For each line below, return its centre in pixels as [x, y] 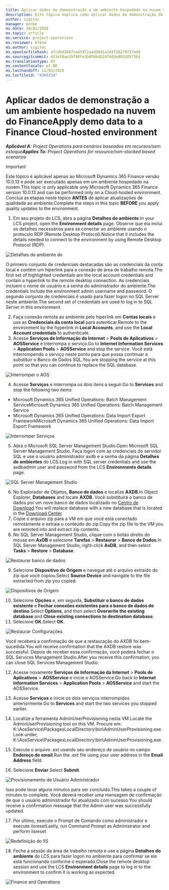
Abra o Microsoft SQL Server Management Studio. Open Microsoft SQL [86, 446]
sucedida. [16, 646]
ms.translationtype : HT [31, 61]
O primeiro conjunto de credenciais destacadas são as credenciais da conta [84, 264]
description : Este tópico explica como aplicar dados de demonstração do [84, 15]
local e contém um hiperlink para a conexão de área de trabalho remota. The [84, 270]
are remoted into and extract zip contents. [56, 529]
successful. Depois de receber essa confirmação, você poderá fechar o [80, 652]
